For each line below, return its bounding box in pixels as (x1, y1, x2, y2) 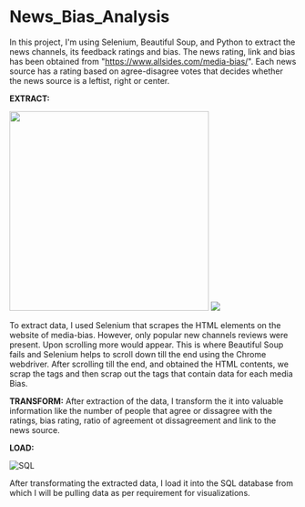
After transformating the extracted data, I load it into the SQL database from (9, 477, 294, 489)
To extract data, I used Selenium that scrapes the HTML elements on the (9, 319, 281, 330)
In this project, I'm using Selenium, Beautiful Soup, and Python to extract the (9, 36, 296, 47)
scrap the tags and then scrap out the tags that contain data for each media (9, 367, 293, 379)
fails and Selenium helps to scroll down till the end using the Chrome (9, 348, 267, 359)
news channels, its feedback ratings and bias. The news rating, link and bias (9, 46, 296, 57)
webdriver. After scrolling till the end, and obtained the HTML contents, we (9, 358, 290, 369)
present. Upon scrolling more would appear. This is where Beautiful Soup (9, 339, 284, 350)
